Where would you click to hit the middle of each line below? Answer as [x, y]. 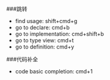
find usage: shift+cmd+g [46, 21]
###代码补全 [22, 59]
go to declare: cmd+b [42, 27]
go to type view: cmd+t [45, 40]
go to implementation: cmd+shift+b [60, 34]
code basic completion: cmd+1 [54, 71]
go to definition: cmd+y [45, 47]
